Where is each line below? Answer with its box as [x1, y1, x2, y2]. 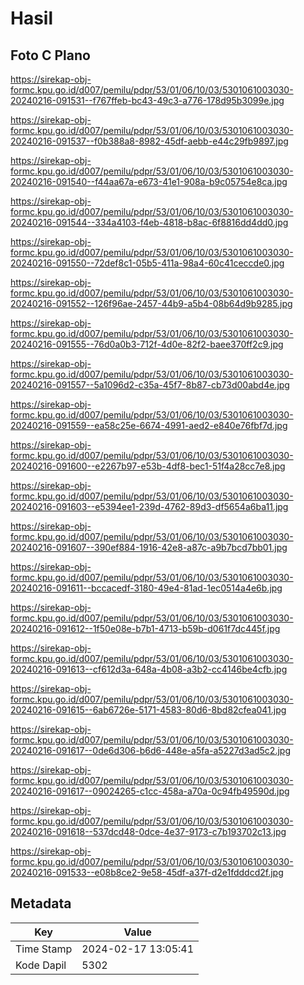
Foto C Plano [10, 47, 91, 64]
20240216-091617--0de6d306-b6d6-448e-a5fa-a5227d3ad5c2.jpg [10, 745, 291, 756]
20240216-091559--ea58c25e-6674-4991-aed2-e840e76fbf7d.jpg [10, 420, 288, 431]
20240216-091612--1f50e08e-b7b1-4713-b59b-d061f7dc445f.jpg [10, 623, 281, 634]
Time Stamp [15, 942, 73, 956]
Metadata [10, 895, 72, 912]
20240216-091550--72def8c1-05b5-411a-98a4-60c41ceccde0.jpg [10, 257, 285, 269]
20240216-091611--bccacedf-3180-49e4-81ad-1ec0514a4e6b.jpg [10, 582, 283, 594]
